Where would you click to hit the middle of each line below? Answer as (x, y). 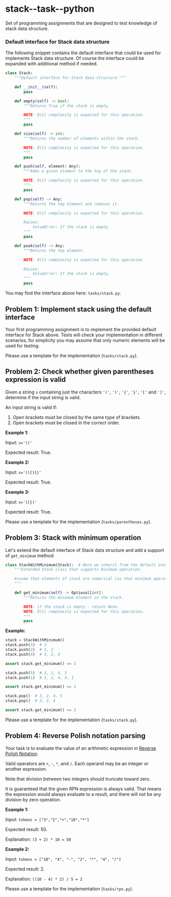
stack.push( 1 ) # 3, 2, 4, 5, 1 (39, 678)
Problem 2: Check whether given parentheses (80, 372)
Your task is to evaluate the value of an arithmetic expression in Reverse (81, 748)
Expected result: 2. (25, 869)
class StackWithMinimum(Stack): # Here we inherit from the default (81, 565)
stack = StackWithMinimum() (35, 640)
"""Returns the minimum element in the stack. (74, 597)
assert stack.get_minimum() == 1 (41, 687)
